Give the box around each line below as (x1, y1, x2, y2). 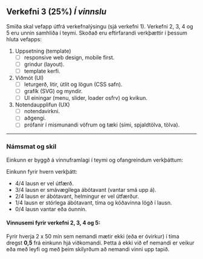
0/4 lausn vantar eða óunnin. (14, 205, 87, 212)
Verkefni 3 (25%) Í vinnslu (6, 7, 107, 17)
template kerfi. (24, 67, 60, 74)
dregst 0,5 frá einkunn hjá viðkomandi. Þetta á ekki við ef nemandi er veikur (6, 239, 195, 246)
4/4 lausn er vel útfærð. (14, 180, 74, 187)
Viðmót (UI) (14, 74, 44, 81)
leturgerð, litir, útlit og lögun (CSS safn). (24, 80, 123, 88)
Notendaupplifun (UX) (14, 101, 71, 108)
